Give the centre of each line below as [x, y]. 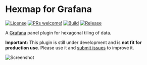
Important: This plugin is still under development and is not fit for [74, 42]
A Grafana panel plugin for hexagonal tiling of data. [58, 32]
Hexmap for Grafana [48, 9]
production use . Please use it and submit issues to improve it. [70, 47]
